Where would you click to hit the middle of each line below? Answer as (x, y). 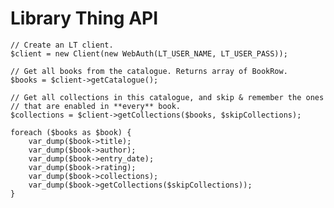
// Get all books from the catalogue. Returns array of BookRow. (149, 71)
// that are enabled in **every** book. (96, 106)
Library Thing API (84, 18)
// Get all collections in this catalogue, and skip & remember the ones (167, 97)
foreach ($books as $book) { (71, 132)
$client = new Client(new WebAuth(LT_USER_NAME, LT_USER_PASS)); (149, 53)
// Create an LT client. (62, 45)
